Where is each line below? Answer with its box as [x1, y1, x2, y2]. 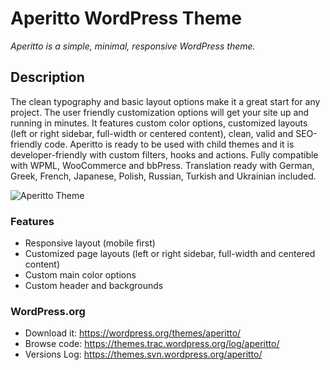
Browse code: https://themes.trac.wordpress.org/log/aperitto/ [24, 338, 280, 350]
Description [10, 69, 85, 86]
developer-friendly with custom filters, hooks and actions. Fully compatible [10, 148, 319, 161]
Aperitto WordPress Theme [10, 7, 242, 30]
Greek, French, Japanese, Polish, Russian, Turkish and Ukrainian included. [10, 170, 317, 182]
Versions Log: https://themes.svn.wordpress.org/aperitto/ [24, 348, 263, 361]
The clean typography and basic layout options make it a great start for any [10, 95, 321, 107]
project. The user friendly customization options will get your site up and [10, 106, 310, 118]
